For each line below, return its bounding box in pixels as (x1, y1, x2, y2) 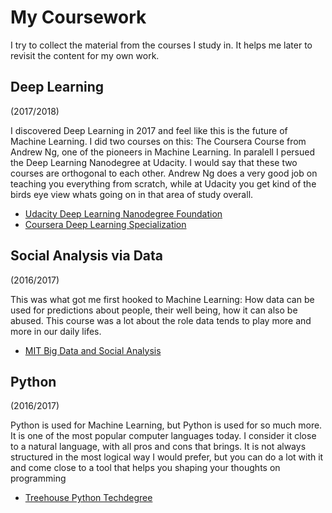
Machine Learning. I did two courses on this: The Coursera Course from (10, 135, 307, 147)
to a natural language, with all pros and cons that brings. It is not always (10, 441, 307, 453)
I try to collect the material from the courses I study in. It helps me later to (10, 39, 313, 51)
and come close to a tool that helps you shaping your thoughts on (10, 462, 281, 474)
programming (10, 472, 67, 485)
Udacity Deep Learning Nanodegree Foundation (24, 207, 223, 220)
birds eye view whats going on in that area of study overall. (10, 188, 254, 200)
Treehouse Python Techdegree (24, 492, 153, 504)
